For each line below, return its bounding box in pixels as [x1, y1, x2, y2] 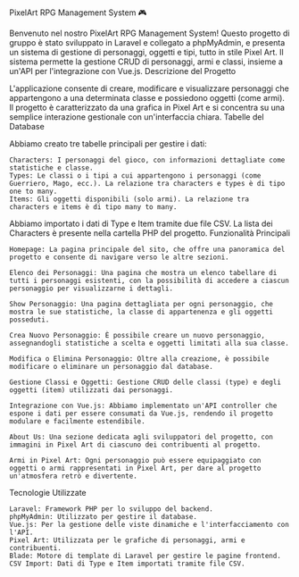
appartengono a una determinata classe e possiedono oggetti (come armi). [9, 93, 286, 103]
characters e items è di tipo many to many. [9, 203, 178, 212]
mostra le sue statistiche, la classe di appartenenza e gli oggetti [9, 307, 274, 316]
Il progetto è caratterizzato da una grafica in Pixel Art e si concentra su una [9, 102, 286, 113]
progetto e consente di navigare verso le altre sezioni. [9, 253, 229, 262]
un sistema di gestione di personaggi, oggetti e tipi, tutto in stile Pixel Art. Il [9, 47, 284, 57]
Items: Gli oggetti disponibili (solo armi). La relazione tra [9, 195, 250, 204]
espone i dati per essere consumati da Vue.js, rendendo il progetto [9, 409, 274, 418]
